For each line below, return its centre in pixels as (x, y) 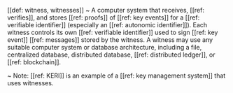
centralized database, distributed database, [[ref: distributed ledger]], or (111, 55)
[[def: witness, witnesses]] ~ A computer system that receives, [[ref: (106, 10)
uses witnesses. (30, 83)
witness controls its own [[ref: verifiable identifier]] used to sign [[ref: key (113, 32)
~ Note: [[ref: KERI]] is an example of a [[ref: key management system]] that (116, 76)
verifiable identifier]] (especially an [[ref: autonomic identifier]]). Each (107, 25)
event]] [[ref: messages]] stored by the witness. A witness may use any (110, 40)
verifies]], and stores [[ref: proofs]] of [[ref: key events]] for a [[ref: (104, 17)
